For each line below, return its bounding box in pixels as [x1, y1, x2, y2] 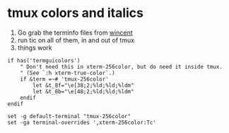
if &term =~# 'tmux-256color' [20, 76, 110, 83]
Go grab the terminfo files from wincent [17, 28, 133, 37]
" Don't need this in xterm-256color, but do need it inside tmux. [20, 63, 223, 70]
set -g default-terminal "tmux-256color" [7, 112, 131, 120]
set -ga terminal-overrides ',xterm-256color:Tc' [7, 119, 157, 126]
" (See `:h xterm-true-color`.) [20, 69, 115, 76]
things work [17, 43, 53, 52]
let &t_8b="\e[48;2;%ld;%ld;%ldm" [33, 88, 134, 95]
